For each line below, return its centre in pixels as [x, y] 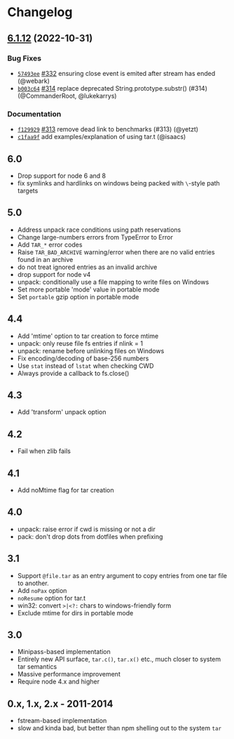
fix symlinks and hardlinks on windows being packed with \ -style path [119, 183]
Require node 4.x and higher [58, 681]
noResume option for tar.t [51, 598]
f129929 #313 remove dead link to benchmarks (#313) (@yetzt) [108, 129]
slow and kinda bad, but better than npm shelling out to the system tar [119, 728]
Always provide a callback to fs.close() [73, 373]
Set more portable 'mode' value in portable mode [88, 289]
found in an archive [45, 259]
